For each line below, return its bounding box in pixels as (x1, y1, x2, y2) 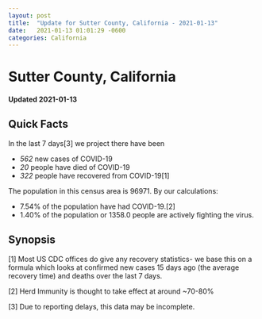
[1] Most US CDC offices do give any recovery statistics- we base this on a (8, 254, 252, 263)
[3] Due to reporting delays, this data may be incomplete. (8, 302, 195, 311)
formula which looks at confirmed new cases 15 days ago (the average (8, 263, 240, 272)
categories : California (8, 33, 87, 42)
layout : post (8, 11, 52, 20)
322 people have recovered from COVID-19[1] (19, 171, 170, 180)
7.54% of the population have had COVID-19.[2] (19, 202, 176, 211)
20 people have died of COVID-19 (19, 162, 130, 171)
